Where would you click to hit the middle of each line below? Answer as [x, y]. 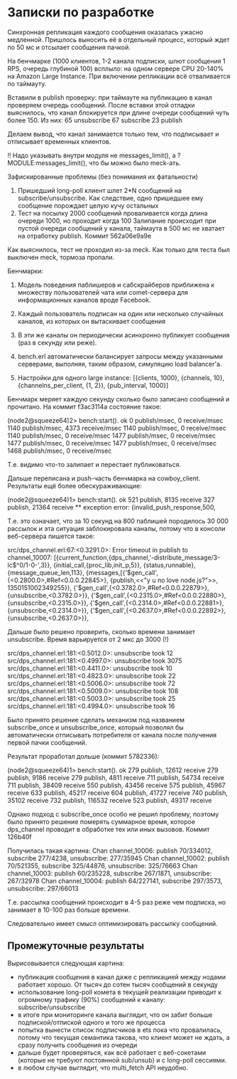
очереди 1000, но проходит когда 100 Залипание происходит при [117, 221]
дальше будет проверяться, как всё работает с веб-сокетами [112, 1052]
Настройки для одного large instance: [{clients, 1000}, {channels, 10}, [121, 377]
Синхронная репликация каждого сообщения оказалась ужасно [105, 32]
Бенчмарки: [26, 270]
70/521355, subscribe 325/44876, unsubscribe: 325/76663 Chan [103, 865]
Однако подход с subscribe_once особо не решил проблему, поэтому [113, 814]
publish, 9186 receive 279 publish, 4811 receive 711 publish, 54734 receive [116, 777]
